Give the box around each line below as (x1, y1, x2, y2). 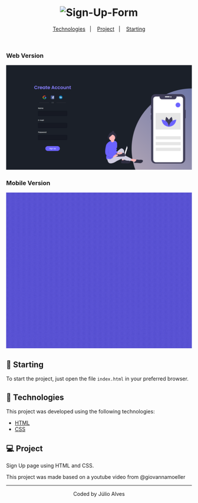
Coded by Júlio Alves (73, 490, 125, 497)
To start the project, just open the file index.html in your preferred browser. (6, 375, 189, 382)
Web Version (6, 51, 44, 59)
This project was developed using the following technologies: (6, 408, 155, 415)
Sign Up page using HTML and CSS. (6, 462, 94, 469)
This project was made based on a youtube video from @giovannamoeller (6, 473, 186, 480)
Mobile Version (6, 178, 51, 187)
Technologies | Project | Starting (52, 25, 146, 32)
